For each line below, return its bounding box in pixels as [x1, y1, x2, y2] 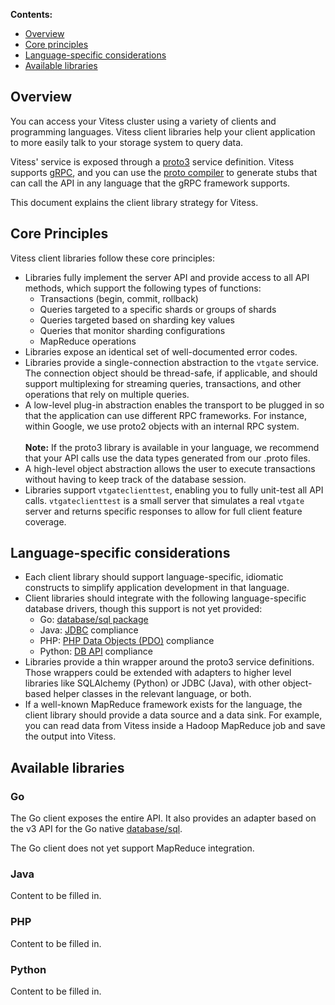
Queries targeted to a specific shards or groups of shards [39, 303, 277, 315]
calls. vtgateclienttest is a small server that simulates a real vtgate [24, 494, 305, 506]
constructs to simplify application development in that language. [24, 582, 290, 594]
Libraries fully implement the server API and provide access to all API [24, 271, 310, 283]
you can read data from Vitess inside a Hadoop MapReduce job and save [24, 720, 326, 732]
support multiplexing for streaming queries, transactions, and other [24, 377, 302, 389]
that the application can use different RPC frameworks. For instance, [24, 409, 307, 421]
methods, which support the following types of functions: [24, 282, 262, 294]
